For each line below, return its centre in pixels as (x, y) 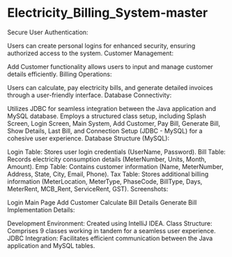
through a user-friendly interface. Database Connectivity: (90, 95)
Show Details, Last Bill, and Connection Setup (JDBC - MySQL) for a (105, 131)
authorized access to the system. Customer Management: (91, 53)
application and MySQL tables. (51, 245)
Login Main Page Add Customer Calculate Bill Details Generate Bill (102, 202)
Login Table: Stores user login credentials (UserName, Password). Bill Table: (117, 152)
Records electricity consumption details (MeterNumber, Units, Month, (107, 159)
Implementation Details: (41, 210)
